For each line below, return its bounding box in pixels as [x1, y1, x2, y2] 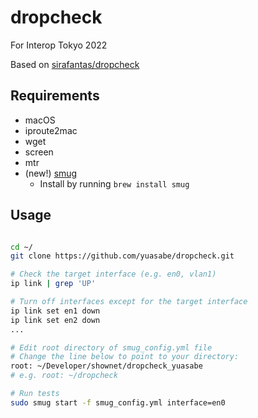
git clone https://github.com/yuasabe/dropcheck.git [10, 251, 235, 261]
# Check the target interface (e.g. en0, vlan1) [10, 269, 217, 280]
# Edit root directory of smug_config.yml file [10, 342, 213, 353]
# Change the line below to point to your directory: [10, 352, 240, 362]
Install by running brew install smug [39, 177, 190, 190]
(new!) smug [24, 167, 78, 179]
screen [24, 146, 54, 158]
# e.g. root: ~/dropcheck [10, 371, 118, 381]
